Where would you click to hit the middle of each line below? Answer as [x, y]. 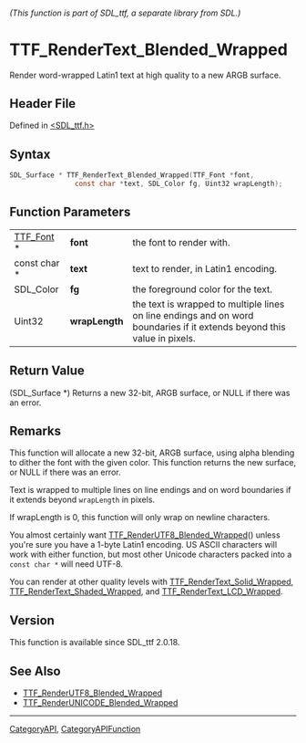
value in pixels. [164, 338]
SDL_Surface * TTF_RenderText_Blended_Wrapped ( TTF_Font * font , [132, 175]
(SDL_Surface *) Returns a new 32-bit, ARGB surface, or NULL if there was [150, 392]
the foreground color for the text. [203, 289]
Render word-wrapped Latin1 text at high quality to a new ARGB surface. [145, 75]
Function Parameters [70, 212]
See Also [35, 671]
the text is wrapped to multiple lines [209, 304]
